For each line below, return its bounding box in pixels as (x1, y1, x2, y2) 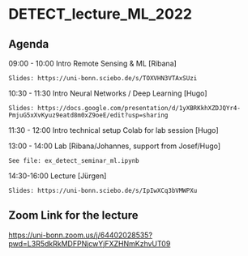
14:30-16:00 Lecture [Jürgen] (8, 171, 107, 181)
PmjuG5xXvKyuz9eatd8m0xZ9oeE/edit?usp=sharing (8, 111, 169, 119)
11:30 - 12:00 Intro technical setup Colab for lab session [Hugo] (8, 126, 219, 134)
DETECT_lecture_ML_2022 (8, 5, 193, 23)
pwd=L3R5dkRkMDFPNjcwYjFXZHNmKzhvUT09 (8, 238, 171, 248)
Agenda (8, 37, 49, 51)
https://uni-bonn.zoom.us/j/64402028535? (8, 230, 152, 240)
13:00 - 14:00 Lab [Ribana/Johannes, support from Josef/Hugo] (8, 141, 221, 151)
